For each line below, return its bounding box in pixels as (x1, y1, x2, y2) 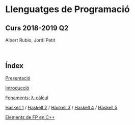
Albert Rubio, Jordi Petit (5, 37, 56, 43)
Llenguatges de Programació (5, 4, 130, 15)
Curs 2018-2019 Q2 (5, 24, 69, 32)
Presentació (5, 75, 31, 81)
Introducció (5, 85, 30, 91)
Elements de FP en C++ (5, 114, 55, 120)
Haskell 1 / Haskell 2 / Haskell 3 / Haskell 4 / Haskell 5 (5, 104, 118, 110)
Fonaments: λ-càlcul (5, 95, 48, 101)
